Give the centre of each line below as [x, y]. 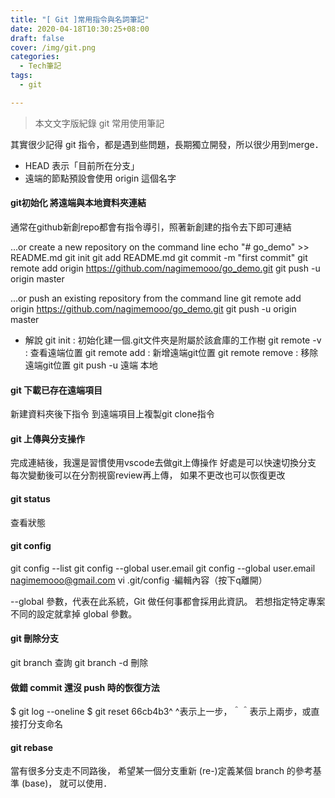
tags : [21, 76]
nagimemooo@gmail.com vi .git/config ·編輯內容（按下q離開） [139, 580]
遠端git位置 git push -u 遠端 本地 [91, 365]
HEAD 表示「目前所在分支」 [82, 165]
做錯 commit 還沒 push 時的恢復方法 [85, 687]
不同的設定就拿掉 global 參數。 [74, 613]
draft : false [37, 38]
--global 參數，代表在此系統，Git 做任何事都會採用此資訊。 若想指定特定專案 [168, 601]
